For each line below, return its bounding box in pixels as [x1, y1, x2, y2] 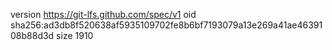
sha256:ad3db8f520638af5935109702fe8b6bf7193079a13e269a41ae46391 [10, 19, 323, 31]
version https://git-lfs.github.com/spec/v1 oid [10, 9, 197, 20]
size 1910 [56, 30, 94, 41]
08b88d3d [10, 30, 55, 41]
